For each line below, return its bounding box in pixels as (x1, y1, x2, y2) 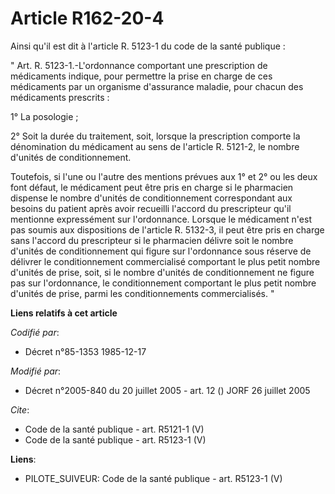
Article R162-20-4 (10, 7, 165, 30)
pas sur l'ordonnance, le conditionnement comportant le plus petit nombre (10, 277, 317, 289)
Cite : (10, 403, 30, 416)
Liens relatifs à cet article (10, 307, 118, 319)
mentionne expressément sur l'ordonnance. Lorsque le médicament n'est (10, 213, 312, 225)
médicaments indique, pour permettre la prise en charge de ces (10, 70, 273, 82)
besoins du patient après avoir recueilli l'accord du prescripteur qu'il (10, 202, 292, 214)
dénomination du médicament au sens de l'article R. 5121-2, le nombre (10, 140, 300, 152)
